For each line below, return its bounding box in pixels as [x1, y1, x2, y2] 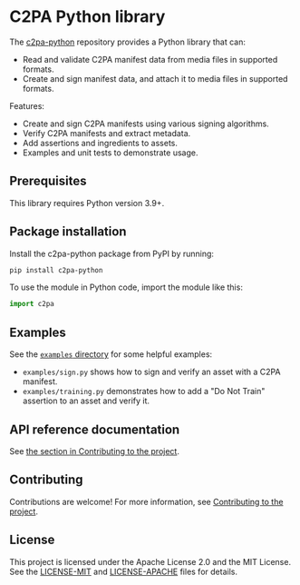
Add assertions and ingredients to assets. [22, 137, 179, 148]
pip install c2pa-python [9, 265, 103, 274]
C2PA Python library [9, 6, 166, 27]
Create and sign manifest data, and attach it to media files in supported [22, 73, 288, 84]
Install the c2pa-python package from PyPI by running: [9, 248, 215, 259]
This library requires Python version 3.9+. [9, 197, 165, 208]
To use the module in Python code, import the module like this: [9, 282, 243, 292]
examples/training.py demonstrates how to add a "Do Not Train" [22, 386, 266, 397]
